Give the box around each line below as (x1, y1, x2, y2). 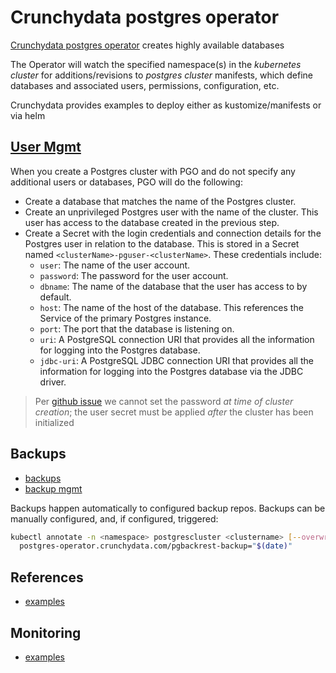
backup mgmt (24, 482, 83, 495)
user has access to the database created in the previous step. (24, 216, 280, 228)
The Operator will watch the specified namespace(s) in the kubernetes (10, 58, 302, 70)
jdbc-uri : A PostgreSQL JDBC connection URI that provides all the (39, 354, 314, 366)
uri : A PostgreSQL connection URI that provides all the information (39, 333, 315, 345)
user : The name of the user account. (39, 259, 191, 271)
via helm (10, 109, 46, 121)
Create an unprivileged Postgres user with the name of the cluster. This (24, 206, 319, 218)
